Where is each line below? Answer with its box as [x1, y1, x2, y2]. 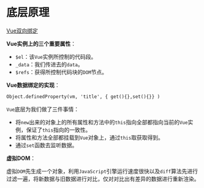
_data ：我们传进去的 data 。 [15, 61, 84, 68]
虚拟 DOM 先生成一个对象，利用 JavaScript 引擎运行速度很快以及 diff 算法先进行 [6, 167, 198, 175]
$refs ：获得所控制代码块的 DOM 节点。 [15, 68, 108, 75]
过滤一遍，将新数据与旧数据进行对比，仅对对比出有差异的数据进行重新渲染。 [6, 175, 200, 182]
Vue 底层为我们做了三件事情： [6, 105, 80, 113]
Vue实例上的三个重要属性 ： [6, 40, 77, 47]
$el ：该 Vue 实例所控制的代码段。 [15, 53, 97, 60]
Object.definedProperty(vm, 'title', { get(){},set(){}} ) [6, 93, 161, 100]
